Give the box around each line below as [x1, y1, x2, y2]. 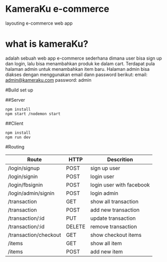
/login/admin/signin [8, 190, 55, 197]
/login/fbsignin [8, 181, 43, 188]
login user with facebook [90, 181, 150, 188]
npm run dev [5, 135, 31, 140]
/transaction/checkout [8, 231, 61, 238]
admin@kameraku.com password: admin [5, 77, 92, 83]
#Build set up [5, 87, 33, 93]
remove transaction [90, 223, 137, 230]
